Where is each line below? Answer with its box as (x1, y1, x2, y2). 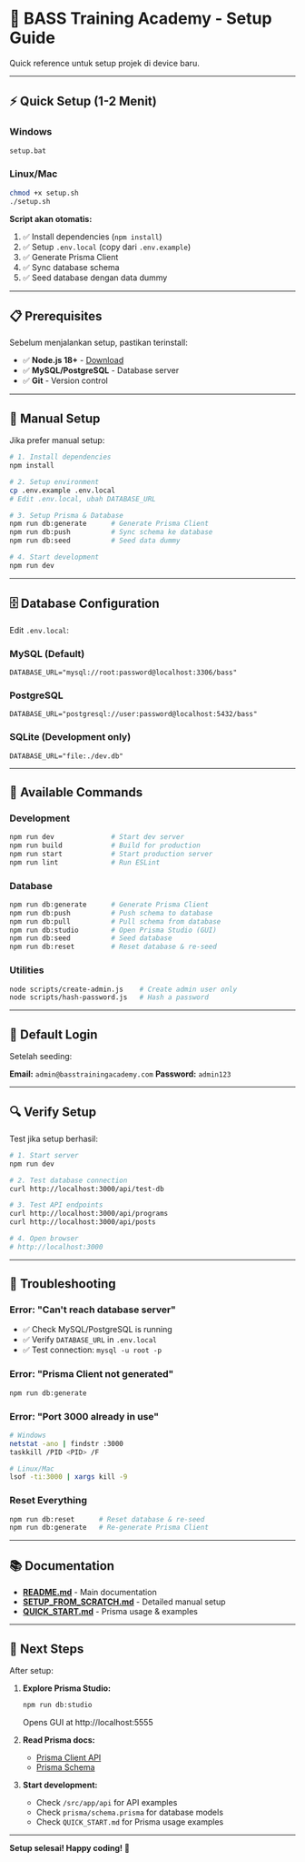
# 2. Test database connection (9, 1176, 128, 1185)
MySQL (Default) (9, 647, 85, 660)
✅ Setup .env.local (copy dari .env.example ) (22, 241, 192, 252)
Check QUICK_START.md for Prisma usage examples (35, 1816, 224, 1827)
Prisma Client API (35, 1752, 102, 1763)
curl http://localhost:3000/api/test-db (9, 1184, 165, 1193)
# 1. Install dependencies (9, 452, 112, 462)
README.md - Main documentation (22, 1587, 157, 1598)
